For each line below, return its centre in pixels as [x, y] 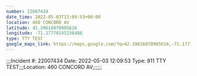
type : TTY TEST [25, 39]
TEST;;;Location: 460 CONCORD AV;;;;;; [54, 67]
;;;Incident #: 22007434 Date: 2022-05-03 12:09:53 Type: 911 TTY [86, 61]
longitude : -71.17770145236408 [44, 33]
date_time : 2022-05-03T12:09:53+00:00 [53, 17]
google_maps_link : [28, 44]
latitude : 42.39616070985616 [42, 28]
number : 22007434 [27, 11]
